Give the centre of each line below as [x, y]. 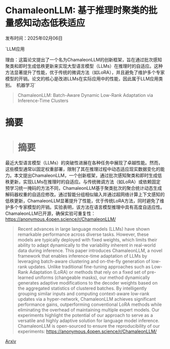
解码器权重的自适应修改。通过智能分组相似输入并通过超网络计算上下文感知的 [85, 195]
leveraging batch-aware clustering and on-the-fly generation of [84, 261]
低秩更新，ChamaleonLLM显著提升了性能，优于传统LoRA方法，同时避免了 [83, 201]
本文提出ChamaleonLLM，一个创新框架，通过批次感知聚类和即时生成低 [88, 176]
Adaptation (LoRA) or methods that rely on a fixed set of [88, 272]
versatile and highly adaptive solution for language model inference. [88, 321]
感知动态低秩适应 [50, 23]
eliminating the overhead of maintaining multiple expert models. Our [89, 310]
